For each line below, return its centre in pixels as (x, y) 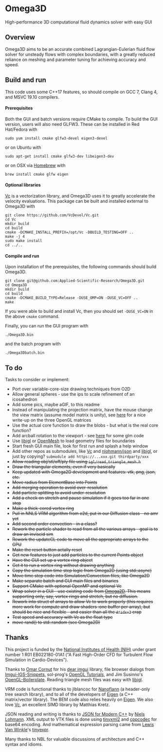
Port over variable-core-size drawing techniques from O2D (71, 389)
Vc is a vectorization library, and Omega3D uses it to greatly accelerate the (80, 196)
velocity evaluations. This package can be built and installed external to (77, 201)
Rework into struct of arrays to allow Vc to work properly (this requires (82, 601)
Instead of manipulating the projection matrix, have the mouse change (82, 409)
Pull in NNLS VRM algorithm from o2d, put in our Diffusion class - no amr (85, 513)
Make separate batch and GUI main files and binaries (65, 581)
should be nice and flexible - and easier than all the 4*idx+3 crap (77, 612)
